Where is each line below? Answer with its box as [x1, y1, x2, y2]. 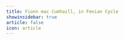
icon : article [6, 25, 42, 31]
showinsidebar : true [6, 14, 58, 20]
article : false [6, 19, 44, 25]
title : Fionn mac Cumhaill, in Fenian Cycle [6, 8, 119, 15]
